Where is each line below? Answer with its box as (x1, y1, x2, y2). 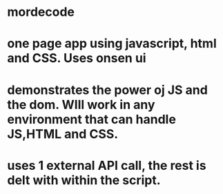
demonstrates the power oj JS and (7, 82, 209, 97)
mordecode (7, 4, 75, 20)
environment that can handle (7, 111, 176, 127)
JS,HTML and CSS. (7, 126, 119, 142)
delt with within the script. (7, 172, 161, 188)
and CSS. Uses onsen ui (7, 50, 146, 66)
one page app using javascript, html (7, 36, 217, 52)
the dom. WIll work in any (7, 97, 155, 113)
